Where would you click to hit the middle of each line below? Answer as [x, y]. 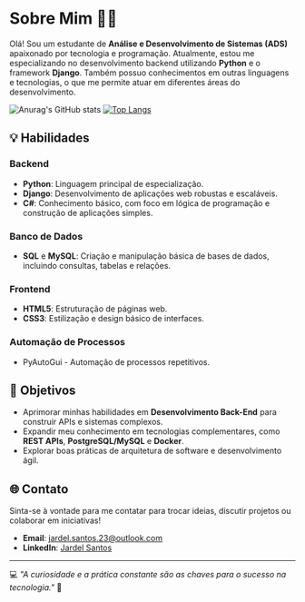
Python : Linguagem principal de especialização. [113, 183]
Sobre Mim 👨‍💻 [64, 19]
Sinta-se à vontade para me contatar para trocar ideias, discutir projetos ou [151, 511]
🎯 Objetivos [43, 390]
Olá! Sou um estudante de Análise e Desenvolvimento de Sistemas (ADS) [149, 44]
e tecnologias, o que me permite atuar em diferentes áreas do [125, 82]
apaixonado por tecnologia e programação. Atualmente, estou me [132, 53]
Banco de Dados [46, 236]
